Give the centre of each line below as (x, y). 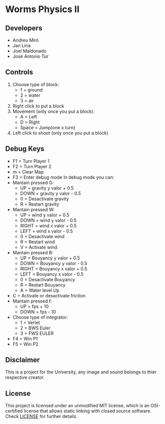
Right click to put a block (38, 106)
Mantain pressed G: (33, 182)
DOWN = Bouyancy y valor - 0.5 (54, 263)
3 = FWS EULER (37, 333)
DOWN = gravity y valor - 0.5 (50, 193)
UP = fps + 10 (34, 306)
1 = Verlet (30, 322)
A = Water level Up (40, 290)
